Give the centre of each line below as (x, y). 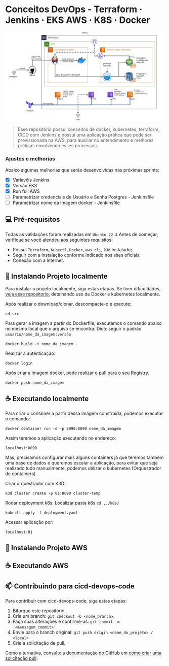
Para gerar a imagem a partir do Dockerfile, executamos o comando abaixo (83, 323)
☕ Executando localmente (47, 399)
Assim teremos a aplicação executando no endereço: (61, 438)
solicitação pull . (22, 658)
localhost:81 (19, 532)
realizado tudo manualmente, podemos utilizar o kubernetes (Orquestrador (83, 469)
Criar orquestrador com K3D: (35, 484)
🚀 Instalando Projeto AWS (46, 547)
